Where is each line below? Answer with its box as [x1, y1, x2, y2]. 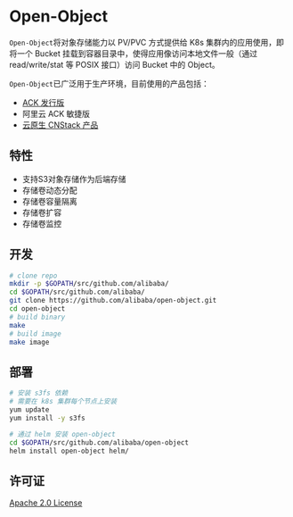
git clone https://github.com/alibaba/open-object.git [9, 296, 217, 305]
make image [9, 338, 50, 346]
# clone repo [9, 271, 58, 280]
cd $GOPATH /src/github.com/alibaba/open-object [9, 438, 190, 447]
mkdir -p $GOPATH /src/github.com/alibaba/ [9, 279, 169, 288]
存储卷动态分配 [21, 185, 77, 196]
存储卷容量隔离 [21, 196, 77, 206]
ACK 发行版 [21, 96, 65, 108]
